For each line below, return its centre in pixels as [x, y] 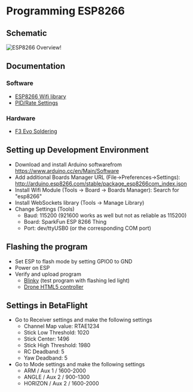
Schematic [27, 33]
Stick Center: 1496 [47, 339]
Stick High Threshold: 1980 [57, 345]
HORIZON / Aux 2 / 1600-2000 [61, 384]
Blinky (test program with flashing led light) [77, 280]
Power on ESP [32, 268]
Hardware [21, 118]
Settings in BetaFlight [47, 306]
